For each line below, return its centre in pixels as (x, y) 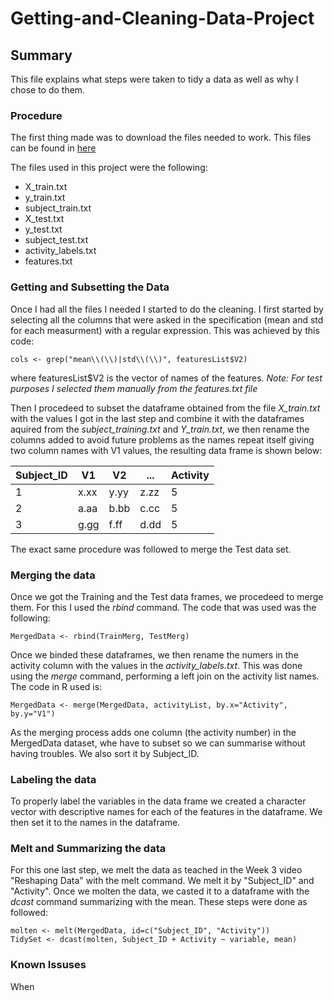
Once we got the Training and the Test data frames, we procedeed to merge (167, 596)
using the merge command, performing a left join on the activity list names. (165, 676)
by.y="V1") (33, 713)
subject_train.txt (58, 208)
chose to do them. (48, 90)
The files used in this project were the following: (109, 168)
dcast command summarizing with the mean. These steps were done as (159, 902)
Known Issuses (48, 965)
